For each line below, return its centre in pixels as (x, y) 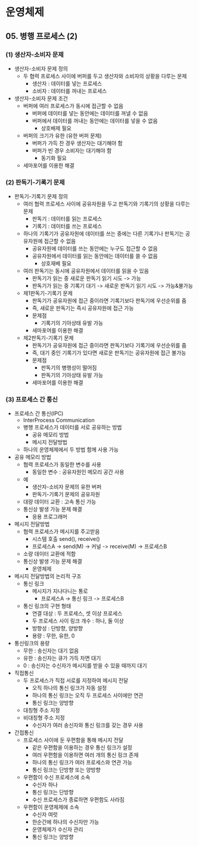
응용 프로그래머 (50, 517)
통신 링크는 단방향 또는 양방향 (66, 770)
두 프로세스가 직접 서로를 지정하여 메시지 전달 (76, 680)
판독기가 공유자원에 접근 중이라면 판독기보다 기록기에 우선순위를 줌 (109, 346)
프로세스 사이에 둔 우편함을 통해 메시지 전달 (73, 740)
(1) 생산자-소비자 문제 (35, 54)
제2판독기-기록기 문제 (48, 338)
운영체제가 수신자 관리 (58, 829)
